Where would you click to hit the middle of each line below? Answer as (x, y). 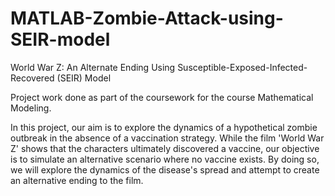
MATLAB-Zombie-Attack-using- (147, 18)
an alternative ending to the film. (77, 180)
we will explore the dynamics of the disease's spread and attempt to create (165, 169)
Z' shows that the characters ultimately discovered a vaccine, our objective (165, 148)
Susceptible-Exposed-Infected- (242, 67)
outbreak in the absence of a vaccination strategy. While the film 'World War (167, 138)
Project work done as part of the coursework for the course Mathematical (162, 97)
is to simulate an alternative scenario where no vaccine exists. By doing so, (165, 159)
